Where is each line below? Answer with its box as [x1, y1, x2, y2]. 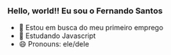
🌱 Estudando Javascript [18, 31, 96, 40]
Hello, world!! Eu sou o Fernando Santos [7, 5, 163, 16]
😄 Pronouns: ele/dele [18, 40, 89, 49]
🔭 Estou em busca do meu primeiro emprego [18, 23, 164, 33]
